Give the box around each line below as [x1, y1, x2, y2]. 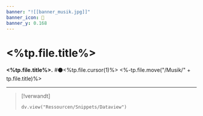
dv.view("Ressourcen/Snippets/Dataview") [21, 104, 127, 111]
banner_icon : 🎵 [6, 14, 45, 21]
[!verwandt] [21, 92, 51, 100]
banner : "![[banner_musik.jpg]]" [6, 8, 91, 15]
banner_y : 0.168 [6, 20, 47, 26]
